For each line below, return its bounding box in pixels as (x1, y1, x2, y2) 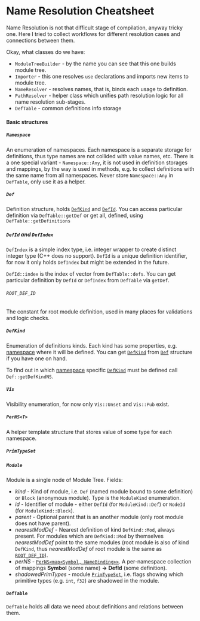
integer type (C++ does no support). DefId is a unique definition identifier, (6, 252, 188, 260)
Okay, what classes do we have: (6, 48, 85, 55)
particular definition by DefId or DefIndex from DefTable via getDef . (6, 277, 170, 284)
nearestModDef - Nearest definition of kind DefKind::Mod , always (14, 526, 175, 533)
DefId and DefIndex (6, 231, 54, 238)
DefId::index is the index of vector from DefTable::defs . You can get (6, 270, 176, 278)
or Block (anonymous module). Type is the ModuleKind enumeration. (14, 494, 181, 501)
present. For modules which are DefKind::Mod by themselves (14, 532, 164, 539)
